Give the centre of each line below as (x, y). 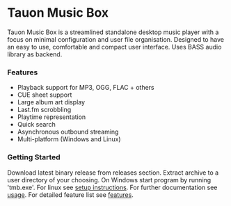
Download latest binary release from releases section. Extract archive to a (113, 173)
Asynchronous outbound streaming (68, 132)
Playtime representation (51, 117)
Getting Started (34, 157)
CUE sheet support (45, 95)
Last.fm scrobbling (44, 110)
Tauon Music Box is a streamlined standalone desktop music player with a (113, 32)
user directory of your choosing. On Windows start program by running (109, 180)
